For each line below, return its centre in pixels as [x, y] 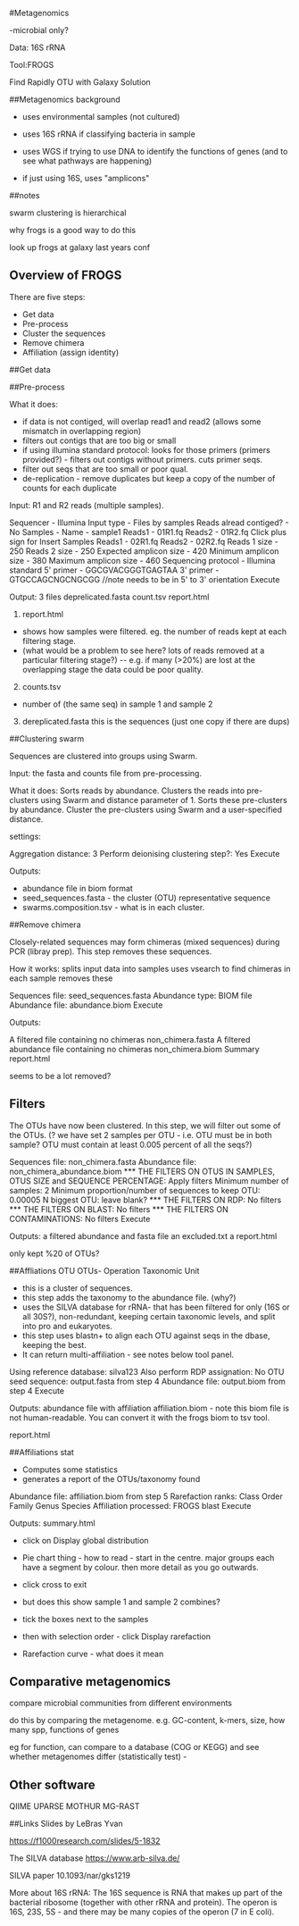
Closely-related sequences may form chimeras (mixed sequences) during [145, 942]
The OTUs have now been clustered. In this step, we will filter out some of [145, 1126]
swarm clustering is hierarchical [68, 213]
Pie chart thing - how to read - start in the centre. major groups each [148, 1557]
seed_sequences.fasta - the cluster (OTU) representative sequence [146, 898]
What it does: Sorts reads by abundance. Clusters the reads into [127, 791]
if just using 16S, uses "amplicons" [86, 178]
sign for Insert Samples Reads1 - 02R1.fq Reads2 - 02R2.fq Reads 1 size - [144, 541]
